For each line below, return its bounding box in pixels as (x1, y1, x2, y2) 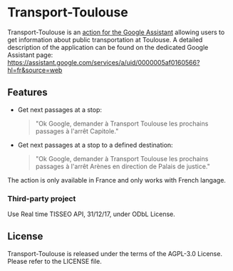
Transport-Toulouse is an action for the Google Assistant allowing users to (7, 28, 225, 36)
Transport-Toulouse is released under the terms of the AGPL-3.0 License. (7, 249, 223, 257)
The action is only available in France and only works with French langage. (7, 175, 227, 184)
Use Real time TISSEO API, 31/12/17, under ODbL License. (7, 210, 176, 218)
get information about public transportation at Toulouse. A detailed (7, 35, 203, 44)
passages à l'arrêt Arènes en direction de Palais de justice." (35, 162, 210, 170)
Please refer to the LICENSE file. (7, 257, 102, 265)
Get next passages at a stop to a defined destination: (17, 140, 173, 149)
